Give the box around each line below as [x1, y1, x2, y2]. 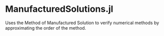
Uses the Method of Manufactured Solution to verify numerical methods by [5, 20, 160, 26]
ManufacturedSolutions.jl [5, 3, 114, 15]
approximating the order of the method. [5, 25, 86, 31]
